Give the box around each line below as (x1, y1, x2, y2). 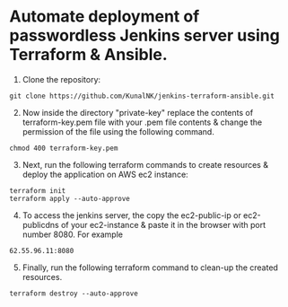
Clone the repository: (22, 74, 101, 84)
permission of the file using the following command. (22, 126, 215, 136)
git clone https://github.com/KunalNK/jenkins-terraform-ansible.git (9, 92, 275, 101)
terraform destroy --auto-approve (9, 289, 139, 298)
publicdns (22, 219, 60, 230)
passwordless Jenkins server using (9, 25, 280, 46)
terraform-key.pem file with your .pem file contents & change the (22, 117, 263, 127)
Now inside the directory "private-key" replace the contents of (22, 107, 254, 118)
